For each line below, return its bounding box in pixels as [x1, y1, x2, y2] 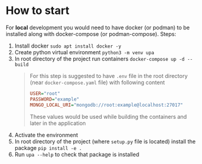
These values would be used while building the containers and [29, 113, 187, 120]
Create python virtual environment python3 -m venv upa [14, 48, 154, 55]
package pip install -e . [14, 144, 82, 151]
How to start [5, 4, 70, 18]
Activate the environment [14, 131, 79, 138]
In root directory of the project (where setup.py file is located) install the [14, 138, 196, 145]
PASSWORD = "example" [29, 96, 80, 102]
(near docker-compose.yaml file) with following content [29, 79, 165, 86]
